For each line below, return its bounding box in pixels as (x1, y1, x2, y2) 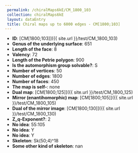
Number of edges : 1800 (12, 73, 63, 79)
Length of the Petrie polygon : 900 (12, 57, 84, 63)
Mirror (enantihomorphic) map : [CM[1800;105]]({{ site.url (12, 95, 133, 101)
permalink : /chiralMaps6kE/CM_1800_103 (7, 7, 91, 13)
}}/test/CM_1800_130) (12, 111, 57, 117)
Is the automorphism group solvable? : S (12, 62, 98, 68)
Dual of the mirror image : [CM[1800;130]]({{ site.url (12, 105, 120, 111)
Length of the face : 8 (12, 46, 57, 52)
